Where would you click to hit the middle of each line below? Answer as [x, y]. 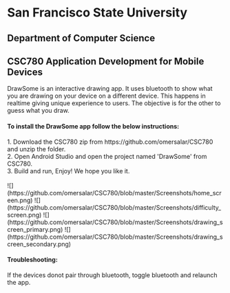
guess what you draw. [39, 111]
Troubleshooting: [33, 260]
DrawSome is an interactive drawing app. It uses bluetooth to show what [110, 89]
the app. [19, 282]
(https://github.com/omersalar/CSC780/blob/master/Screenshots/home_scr [114, 193]
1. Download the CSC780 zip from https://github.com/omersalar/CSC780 [110, 142]
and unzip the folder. [36, 149]
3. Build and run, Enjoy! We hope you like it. [69, 171]
